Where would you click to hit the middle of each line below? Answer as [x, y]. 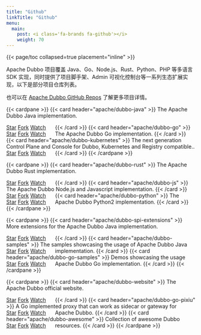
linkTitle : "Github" [32, 17]
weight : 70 [31, 40]
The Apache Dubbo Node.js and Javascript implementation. [80, 189]
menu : [13, 23]
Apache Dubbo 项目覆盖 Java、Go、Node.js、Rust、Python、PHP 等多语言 [100, 69]
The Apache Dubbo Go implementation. [104, 134]
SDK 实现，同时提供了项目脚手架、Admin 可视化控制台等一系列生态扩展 [94, 77]
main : [19, 29]
